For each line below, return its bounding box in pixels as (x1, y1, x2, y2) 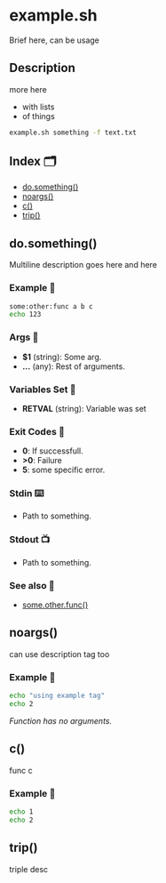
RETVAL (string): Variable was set (21, 403, 146, 413)
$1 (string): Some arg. (21, 351, 102, 362)
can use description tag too (9, 648, 110, 659)
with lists (21, 101, 55, 112)
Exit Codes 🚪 (9, 425, 65, 437)
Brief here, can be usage (9, 35, 100, 45)
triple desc (9, 863, 49, 874)
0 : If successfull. (21, 446, 83, 456)
